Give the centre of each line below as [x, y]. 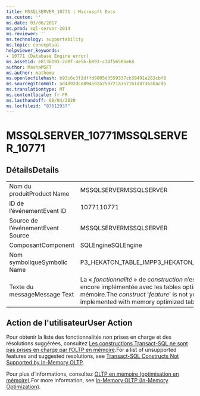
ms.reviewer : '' [26, 34]
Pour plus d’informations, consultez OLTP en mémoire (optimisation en [93, 374]
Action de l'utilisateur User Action [69, 323]
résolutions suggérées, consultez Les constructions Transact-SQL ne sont [97, 344]
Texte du [21, 287]
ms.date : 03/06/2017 [32, 23]
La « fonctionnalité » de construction [132, 279]
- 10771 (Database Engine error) [48, 56]
